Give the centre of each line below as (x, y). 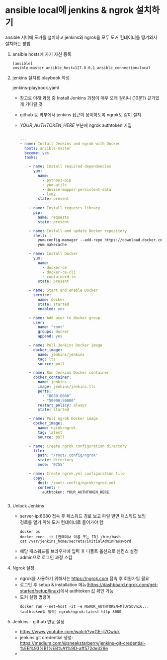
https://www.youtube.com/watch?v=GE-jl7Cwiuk (70, 632)
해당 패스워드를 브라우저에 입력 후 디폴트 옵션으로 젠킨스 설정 (79, 551)
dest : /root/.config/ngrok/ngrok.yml (77, 483)
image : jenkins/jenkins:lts (67, 387)
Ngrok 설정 (23, 568)
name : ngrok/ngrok (57, 428)
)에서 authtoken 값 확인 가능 (86, 591)
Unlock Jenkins (28, 506)
